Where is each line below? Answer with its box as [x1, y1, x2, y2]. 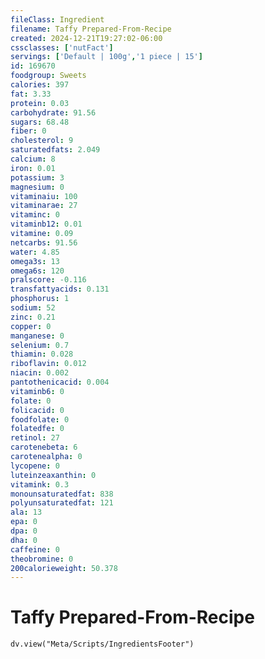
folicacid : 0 [10, 405, 65, 415]
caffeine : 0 [10, 544, 60, 555]
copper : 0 [10, 321, 52, 331]
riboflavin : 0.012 [10, 359, 87, 369]
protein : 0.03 [10, 98, 70, 108]
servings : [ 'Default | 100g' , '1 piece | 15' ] [10, 52, 203, 62]
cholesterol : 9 [10, 136, 74, 146]
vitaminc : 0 [10, 210, 60, 220]
